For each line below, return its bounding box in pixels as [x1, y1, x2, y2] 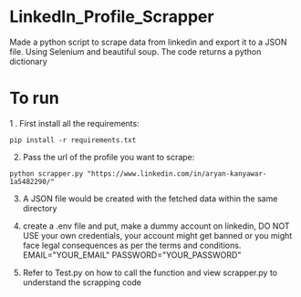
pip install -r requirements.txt [9, 135, 137, 145]
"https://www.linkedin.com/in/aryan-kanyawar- [87, 169, 267, 179]
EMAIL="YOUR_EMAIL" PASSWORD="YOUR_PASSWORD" [22, 249, 242, 261]
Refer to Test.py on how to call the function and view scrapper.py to [22, 267, 278, 278]
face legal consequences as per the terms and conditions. [22, 240, 242, 251]
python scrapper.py [9, 169, 84, 179]
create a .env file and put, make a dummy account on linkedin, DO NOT [22, 220, 290, 231]
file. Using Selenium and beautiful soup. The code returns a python [9, 46, 262, 56]
